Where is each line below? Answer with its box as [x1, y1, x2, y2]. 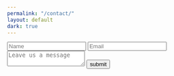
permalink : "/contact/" [7, 10, 75, 17]
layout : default [7, 16, 53, 23]
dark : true [7, 23, 38, 29]
